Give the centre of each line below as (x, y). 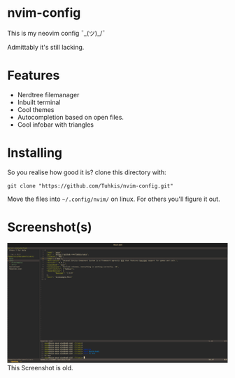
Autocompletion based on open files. (71, 117)
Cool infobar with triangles (56, 125)
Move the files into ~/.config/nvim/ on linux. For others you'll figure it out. (114, 199)
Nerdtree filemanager (48, 94)
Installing (35, 153)
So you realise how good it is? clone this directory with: (87, 172)
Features (34, 76)
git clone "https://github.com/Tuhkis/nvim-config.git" (90, 186)
